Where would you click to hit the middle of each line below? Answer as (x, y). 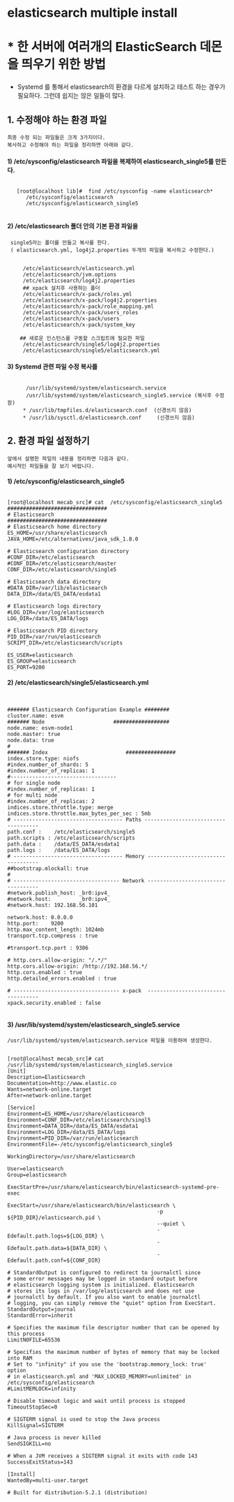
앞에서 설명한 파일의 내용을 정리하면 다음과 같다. (68, 459)
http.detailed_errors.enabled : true (62, 978)
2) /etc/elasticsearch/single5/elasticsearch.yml (78, 683)
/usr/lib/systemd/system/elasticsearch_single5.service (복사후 (119, 395)
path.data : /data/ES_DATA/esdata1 (63, 844)
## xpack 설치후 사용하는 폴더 (61, 288)
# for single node (34, 783)
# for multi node (32, 795)
